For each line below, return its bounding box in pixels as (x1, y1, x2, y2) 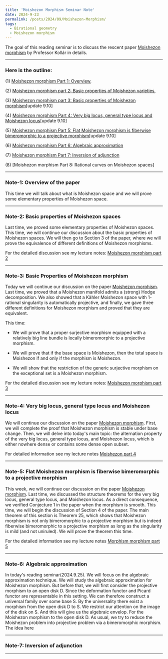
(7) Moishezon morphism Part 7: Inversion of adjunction (5, 152, 120, 158)
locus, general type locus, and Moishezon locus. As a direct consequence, (5, 496, 159, 502)
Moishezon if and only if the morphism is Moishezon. (12, 355, 121, 361)
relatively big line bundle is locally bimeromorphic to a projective (12, 335, 145, 341)
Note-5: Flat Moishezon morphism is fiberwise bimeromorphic (5, 468, 160, 475)
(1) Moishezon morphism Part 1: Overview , (5, 78, 92, 84)
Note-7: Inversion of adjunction (5, 642, 82, 649)
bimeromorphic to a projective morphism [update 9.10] (5, 133, 116, 139)
